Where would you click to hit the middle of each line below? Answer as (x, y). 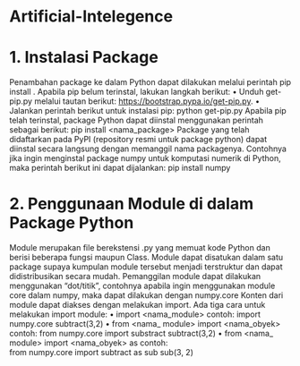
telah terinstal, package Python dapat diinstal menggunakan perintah (137, 120)
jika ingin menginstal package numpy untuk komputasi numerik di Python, (146, 158)
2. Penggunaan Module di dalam (132, 204)
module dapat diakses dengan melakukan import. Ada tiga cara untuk (137, 305)
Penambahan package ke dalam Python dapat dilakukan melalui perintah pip (150, 82)
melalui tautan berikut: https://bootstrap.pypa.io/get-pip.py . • (147, 101)
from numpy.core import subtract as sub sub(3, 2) (102, 353)
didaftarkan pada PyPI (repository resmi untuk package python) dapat (138, 140)
